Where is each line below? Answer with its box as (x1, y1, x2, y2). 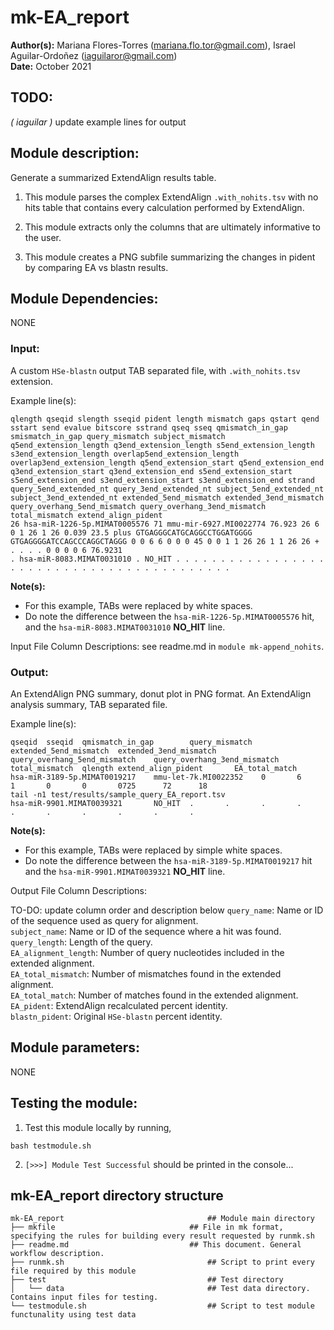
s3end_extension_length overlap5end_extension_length (10, 449, 240, 459)
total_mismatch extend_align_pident (10, 510, 163, 520)
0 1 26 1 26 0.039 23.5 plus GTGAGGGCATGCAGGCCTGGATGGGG (10, 527, 253, 538)
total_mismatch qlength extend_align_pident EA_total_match (10, 763, 298, 773)
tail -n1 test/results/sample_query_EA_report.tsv (10, 789, 226, 800)
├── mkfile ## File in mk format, (10, 1222, 284, 1233)
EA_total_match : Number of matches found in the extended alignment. (10, 989, 299, 1001)
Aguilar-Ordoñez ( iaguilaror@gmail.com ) (10, 49, 178, 61)
